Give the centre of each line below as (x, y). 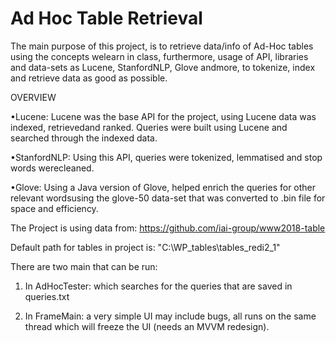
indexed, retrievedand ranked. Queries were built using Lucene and (149, 127)
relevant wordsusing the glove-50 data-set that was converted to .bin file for (168, 198)
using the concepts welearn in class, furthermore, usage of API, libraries (159, 56)
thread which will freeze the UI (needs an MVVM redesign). (147, 326)
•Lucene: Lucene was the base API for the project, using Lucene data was (163, 116)
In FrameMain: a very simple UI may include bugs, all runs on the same (170, 316)
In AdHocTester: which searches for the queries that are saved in (158, 286)
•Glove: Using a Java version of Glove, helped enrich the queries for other (163, 187)
